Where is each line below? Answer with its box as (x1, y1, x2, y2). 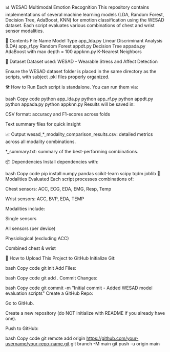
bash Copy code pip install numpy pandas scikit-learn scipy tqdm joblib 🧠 (5, 171, 160, 176)
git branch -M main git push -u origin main (71, 341, 160, 346)
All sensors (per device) (5, 225, 56, 231)
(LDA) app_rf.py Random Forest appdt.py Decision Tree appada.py (5, 43, 146, 49)
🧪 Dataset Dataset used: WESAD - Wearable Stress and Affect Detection (5, 58, 158, 64)
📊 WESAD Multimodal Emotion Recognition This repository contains (5, 4, 150, 10)
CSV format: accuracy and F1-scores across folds (5, 111, 110, 117)
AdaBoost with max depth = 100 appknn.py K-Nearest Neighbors (5, 49, 142, 55)
